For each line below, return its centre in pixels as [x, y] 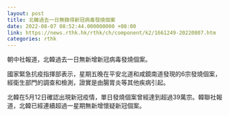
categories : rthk [32, 39]
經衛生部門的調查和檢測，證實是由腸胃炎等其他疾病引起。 [88, 82]
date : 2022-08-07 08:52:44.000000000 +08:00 [72, 26]
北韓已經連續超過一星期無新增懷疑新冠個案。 [82, 106]
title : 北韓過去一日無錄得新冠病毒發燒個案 [61, 20]
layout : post [26, 13]
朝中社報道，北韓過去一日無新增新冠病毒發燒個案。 [79, 60]
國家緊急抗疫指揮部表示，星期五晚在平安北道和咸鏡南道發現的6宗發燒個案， [114, 74]
